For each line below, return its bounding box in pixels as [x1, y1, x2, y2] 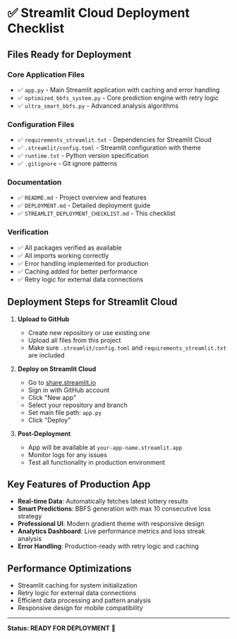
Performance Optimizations [7, 562, 132, 574]
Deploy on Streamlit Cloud [17, 365, 97, 373]
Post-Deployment [17, 429, 71, 438]
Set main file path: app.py [28, 408, 102, 417]
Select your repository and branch [28, 401, 128, 409]
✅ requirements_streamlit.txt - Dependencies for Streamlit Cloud [17, 135, 212, 144]
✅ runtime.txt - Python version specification [17, 152, 150, 160]
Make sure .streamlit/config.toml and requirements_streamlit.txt [28, 343, 227, 352]
